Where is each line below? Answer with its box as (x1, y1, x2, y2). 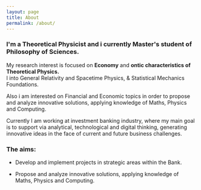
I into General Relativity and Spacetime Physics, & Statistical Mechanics (6, 74, 185, 82)
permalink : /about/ (6, 20, 56, 26)
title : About (6, 15, 39, 21)
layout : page (6, 8, 39, 15)
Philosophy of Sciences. (6, 48, 79, 56)
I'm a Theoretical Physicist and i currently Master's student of (6, 40, 193, 48)
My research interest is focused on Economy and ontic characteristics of (6, 61, 191, 68)
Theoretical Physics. (6, 68, 59, 75)
